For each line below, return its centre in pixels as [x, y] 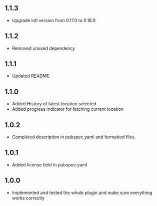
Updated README [30, 76]
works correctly [28, 198]
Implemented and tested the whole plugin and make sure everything [82, 192]
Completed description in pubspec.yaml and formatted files [73, 137]
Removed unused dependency [43, 48]
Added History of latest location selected [54, 104]
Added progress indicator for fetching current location [67, 109]
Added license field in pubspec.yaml [49, 164]
